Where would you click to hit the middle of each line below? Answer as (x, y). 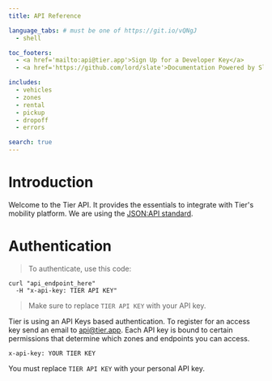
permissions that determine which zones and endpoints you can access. (129, 338)
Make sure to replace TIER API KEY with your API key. (117, 306)
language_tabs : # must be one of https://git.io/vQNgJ (103, 30)
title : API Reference (45, 16)
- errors (30, 128)
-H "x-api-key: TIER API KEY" (66, 290)
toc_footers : (30, 53)
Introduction (51, 182)
